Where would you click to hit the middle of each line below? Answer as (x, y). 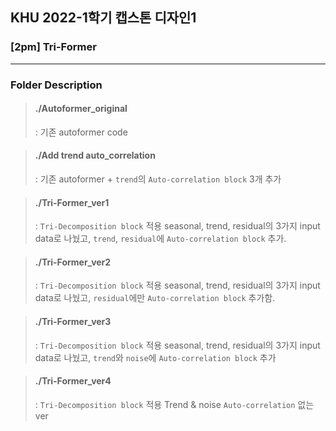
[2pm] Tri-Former (53, 47)
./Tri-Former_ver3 (73, 322)
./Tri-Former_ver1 (72, 202)
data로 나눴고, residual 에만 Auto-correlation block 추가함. (155, 298)
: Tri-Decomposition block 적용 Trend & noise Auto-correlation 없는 (174, 404)
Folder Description (56, 85)
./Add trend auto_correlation (95, 155)
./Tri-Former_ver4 (73, 381)
